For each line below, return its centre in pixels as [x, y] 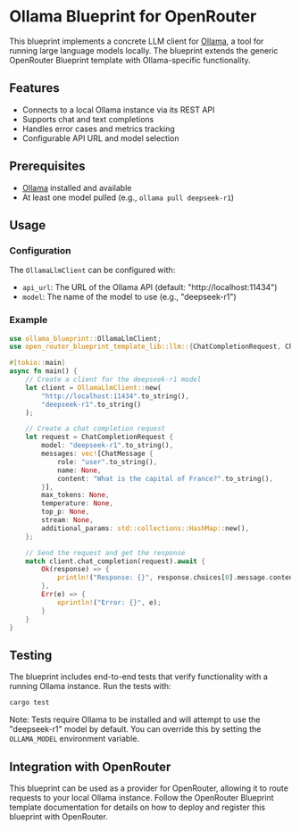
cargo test [29, 702]
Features [34, 88]
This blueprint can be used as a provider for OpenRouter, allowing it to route [149, 788]
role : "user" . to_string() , [107, 461]
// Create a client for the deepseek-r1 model [113, 380]
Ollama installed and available [77, 187]
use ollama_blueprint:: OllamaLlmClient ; [86, 338]
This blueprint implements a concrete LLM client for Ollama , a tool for [137, 41]
